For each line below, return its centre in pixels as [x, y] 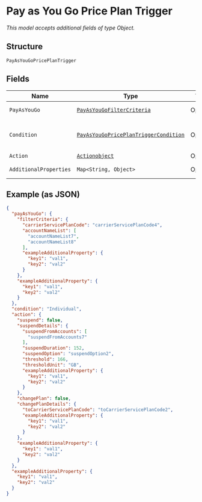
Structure [25, 47]
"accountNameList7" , [54, 236]
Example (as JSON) [43, 194]
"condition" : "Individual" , [47, 309]
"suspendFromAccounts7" [57, 337]
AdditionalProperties [40, 169]
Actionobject [95, 156]
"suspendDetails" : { [43, 326]
